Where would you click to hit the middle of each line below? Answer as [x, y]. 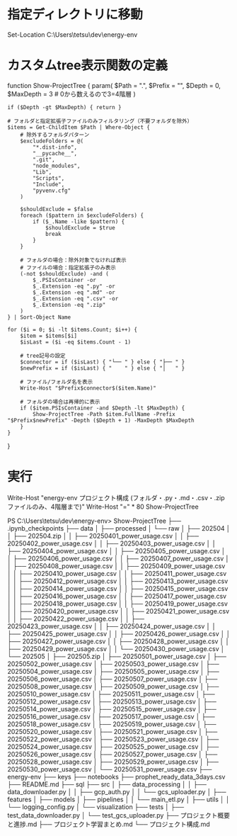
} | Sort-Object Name [39, 317]
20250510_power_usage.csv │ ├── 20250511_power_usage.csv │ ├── [111, 694]
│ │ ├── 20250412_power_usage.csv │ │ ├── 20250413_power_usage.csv [118, 581]
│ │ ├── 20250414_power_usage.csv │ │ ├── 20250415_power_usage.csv [118, 588]
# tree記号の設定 [43, 356]
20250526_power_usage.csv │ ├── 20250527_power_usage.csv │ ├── [112, 754]
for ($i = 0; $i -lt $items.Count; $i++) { [73, 329]
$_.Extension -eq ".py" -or [74, 286]
